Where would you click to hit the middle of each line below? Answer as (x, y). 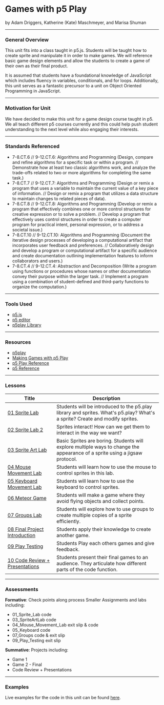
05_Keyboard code (31, 630)
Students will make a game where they (101, 495)
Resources (18, 342)
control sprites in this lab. (85, 473)
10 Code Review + (29, 560)
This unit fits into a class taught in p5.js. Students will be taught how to (76, 50)
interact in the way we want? (89, 433)
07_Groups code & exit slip (39, 635)
